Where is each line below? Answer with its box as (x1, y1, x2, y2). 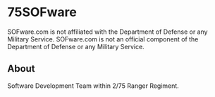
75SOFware (7, 4, 78, 20)
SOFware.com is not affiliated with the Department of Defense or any (7, 27, 208, 36)
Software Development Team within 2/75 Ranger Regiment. (7, 82, 180, 90)
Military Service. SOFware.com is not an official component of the (7, 34, 199, 43)
